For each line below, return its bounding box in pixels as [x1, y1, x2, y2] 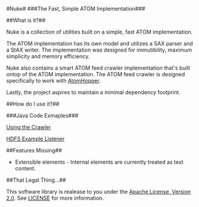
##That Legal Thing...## [6, 176, 66, 184]
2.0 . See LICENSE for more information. [6, 194, 104, 202]
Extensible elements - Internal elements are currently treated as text [14, 158, 184, 166]
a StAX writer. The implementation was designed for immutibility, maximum [6, 46, 192, 53]
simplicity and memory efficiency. [6, 53, 90, 59]
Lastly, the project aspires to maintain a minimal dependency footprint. [6, 89, 181, 95]
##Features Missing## [6, 147, 62, 154]
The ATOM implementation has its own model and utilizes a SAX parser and [6, 40, 194, 47]
